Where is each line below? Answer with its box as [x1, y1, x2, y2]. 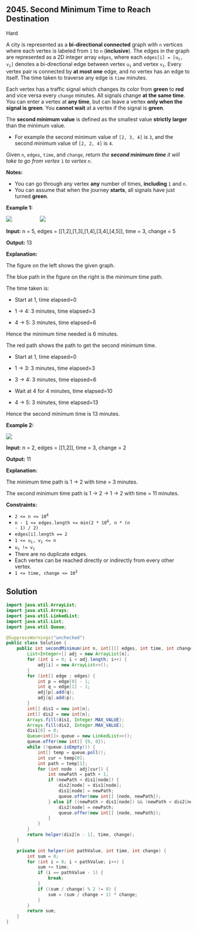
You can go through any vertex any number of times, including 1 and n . [14, 180, 188, 187]
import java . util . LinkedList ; [6, 613, 80, 619]
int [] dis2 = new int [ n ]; [27, 711, 91, 717]
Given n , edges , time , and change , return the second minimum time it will [6, 151, 180, 158]
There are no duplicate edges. [14, 551, 88, 558]
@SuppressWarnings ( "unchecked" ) [6, 634, 85, 641]
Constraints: [6, 501, 38, 508]
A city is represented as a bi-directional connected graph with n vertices [6, 41, 183, 48]
